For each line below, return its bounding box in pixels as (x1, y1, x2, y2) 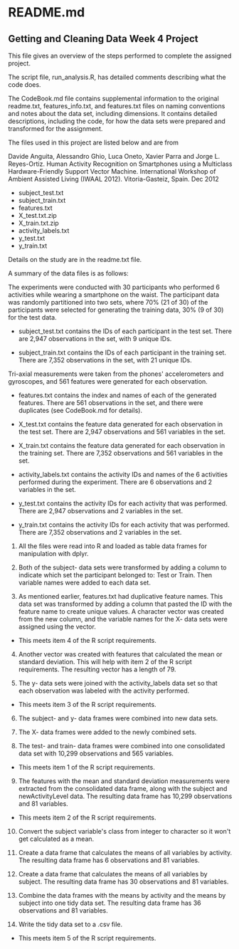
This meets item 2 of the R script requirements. (18, 813, 156, 822)
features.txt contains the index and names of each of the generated (18, 391, 217, 399)
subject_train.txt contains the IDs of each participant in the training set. (18, 348, 227, 357)
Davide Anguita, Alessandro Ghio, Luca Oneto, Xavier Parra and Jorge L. (8, 152, 221, 160)
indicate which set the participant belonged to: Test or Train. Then (18, 571, 213, 579)
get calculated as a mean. (18, 834, 95, 843)
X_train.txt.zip (18, 219, 59, 227)
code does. (8, 80, 41, 89)
